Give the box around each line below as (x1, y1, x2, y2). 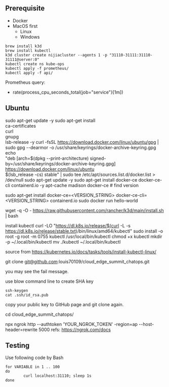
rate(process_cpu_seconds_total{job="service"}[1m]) (12, 89, 123, 95)
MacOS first (12, 23, 38, 29)
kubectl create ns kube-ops (5, 61, 65, 67)
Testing (5, 341, 30, 350)
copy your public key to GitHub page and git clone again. (5, 301, 124, 307)
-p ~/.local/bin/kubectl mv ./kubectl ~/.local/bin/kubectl (5, 239, 121, 245)
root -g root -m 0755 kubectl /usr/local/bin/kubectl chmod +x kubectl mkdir (5, 233, 162, 240)
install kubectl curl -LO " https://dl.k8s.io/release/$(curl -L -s (5, 222, 131, 228)
